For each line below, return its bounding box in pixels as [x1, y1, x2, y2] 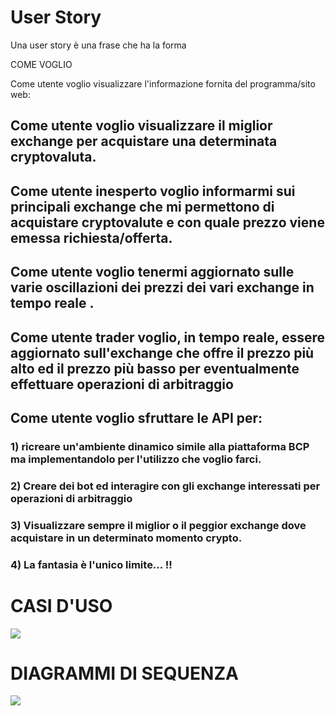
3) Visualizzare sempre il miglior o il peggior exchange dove [10, 518, 307, 532]
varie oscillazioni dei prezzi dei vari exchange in [10, 279, 315, 296]
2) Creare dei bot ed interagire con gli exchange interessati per [10, 479, 321, 493]
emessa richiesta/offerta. [10, 229, 173, 246]
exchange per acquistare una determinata [10, 133, 278, 150]
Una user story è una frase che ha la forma [10, 39, 187, 51]
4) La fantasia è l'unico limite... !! [10, 557, 173, 571]
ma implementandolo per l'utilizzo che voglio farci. [10, 452, 262, 466]
